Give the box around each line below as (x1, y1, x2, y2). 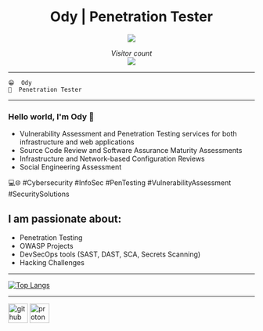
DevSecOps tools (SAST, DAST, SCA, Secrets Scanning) (19, 249, 201, 259)
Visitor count (110, 48, 153, 58)
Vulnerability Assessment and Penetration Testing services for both (19, 129, 237, 139)
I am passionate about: (8, 212, 122, 225)
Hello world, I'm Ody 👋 (8, 111, 95, 122)
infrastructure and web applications (19, 137, 135, 147)
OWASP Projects (19, 242, 74, 251)
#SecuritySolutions (8, 189, 70, 199)
